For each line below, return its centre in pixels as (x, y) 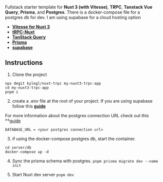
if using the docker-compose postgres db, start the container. (74, 139)
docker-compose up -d (27, 152)
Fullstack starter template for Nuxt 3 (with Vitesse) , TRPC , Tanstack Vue (79, 7)
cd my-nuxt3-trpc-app (27, 88)
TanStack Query (29, 37)
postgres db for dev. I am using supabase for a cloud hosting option (73, 17)
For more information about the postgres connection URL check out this (77, 115)
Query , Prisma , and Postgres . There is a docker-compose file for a (72, 12)
